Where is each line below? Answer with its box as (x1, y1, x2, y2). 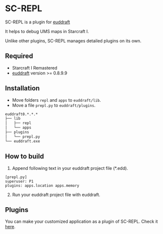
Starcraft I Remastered (12, 65, 57, 71)
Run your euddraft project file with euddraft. (12, 192, 101, 198)
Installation (5, 84, 40, 92)
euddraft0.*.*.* (5, 111, 38, 117)
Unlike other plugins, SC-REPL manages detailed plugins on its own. (5, 37, 142, 44)
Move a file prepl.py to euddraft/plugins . (12, 102, 96, 108)
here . (5, 224, 16, 230)
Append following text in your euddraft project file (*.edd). (12, 165, 128, 171)
